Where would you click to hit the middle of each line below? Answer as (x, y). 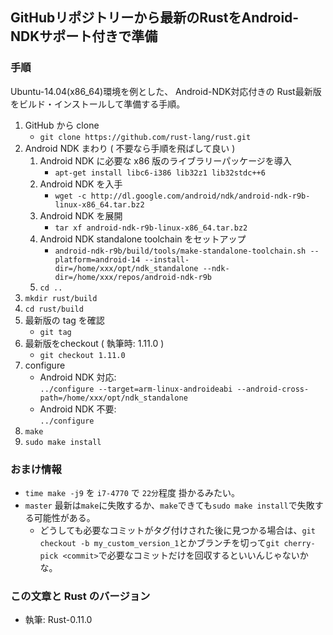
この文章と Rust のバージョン (80, 596)
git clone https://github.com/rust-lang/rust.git (145, 137)
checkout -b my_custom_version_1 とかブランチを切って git (159, 542)
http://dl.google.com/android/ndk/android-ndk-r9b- (200, 196)
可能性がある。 (64, 517)
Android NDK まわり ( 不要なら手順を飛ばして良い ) (130, 148)
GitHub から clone (62, 125)
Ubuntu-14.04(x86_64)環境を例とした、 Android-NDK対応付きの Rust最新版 (166, 91)
